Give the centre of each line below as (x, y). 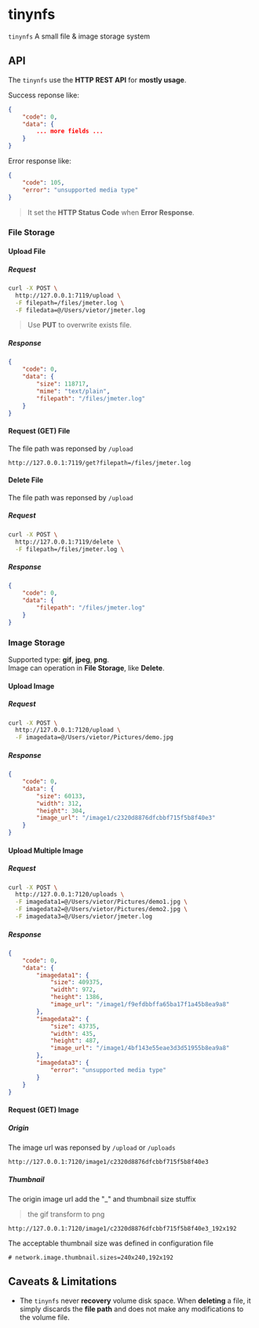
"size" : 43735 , (75, 1026)
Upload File (27, 251)
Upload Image (31, 686)
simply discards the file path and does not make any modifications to (131, 1308)
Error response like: (40, 161)
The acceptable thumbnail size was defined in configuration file (111, 1243)
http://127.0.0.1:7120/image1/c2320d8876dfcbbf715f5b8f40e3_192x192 (122, 1228)
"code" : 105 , (44, 182)
